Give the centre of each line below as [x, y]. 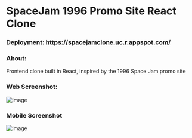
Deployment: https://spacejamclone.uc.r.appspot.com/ [89, 42]
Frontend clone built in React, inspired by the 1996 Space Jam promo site [96, 71]
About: [16, 59]
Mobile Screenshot [34, 115]
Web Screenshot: [32, 87]
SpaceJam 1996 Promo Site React [92, 11]
